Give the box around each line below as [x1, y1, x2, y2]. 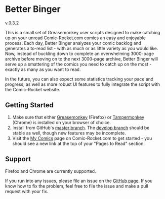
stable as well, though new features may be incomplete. [12, 130, 126, 136]
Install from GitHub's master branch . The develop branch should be [12, 125, 150, 131]
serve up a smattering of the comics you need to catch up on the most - [5, 61, 152, 67]
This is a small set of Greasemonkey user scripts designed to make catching [5, 29, 161, 35]
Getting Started [5, 101, 54, 110]
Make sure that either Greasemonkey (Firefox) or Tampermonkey [12, 114, 145, 120]
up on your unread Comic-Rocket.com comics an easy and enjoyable [5, 35, 146, 41]
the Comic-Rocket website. [5, 86, 61, 92]
